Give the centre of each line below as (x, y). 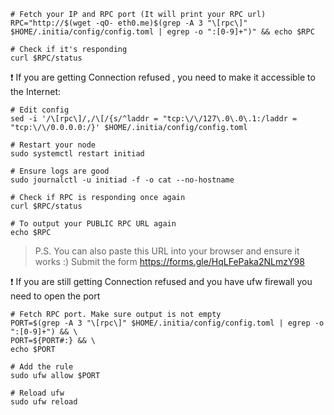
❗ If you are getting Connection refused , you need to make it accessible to (163, 77)
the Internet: (36, 91)
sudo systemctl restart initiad (77, 154)
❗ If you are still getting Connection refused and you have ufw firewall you (161, 281)
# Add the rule (42, 367)
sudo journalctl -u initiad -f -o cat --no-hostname (122, 180)
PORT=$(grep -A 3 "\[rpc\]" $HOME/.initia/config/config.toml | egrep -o (167, 323)
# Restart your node (53, 145)
